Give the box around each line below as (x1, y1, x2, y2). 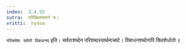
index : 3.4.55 (6, 8, 45, 15)
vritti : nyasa (6, 20, 45, 26)
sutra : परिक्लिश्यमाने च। (6, 15, 59, 21)
